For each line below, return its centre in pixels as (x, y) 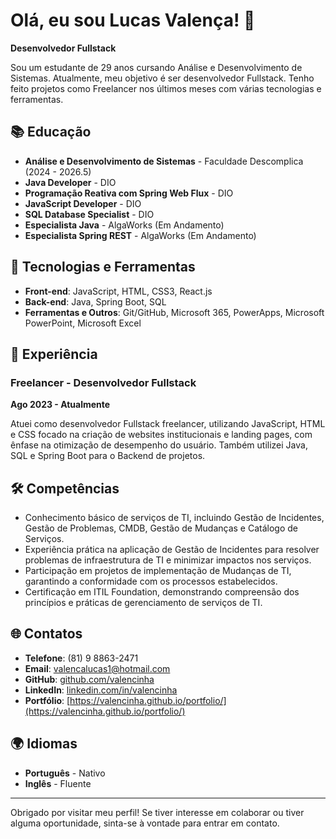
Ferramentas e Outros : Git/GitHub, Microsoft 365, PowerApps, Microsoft (174, 312)
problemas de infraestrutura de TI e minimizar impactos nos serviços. (168, 560)
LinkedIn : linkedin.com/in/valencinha (101, 690)
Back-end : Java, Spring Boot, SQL (95, 301)
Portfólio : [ (47, 700)
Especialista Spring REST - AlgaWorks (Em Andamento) (140, 235)
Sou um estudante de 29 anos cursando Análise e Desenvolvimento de (156, 67)
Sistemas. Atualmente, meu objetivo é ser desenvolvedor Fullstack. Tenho (162, 78)
